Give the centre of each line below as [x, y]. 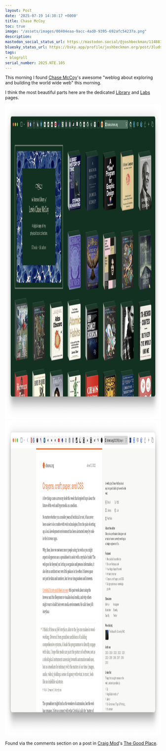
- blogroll [16, 58]
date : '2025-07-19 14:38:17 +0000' [42, 16]
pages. [12, 98]
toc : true [15, 26]
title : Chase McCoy [25, 21]
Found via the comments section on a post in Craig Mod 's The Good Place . [82, 743]
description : [19, 37]
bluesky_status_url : [26, 47]
